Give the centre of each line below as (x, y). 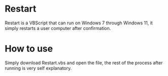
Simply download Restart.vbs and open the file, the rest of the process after (84, 63)
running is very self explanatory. (38, 68)
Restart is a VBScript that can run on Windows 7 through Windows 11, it (79, 23)
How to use (29, 49)
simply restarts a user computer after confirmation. (58, 28)
